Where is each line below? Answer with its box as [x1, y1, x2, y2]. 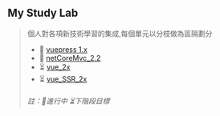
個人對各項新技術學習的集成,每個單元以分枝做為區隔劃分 [26, 28, 213, 38]
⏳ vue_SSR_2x [39, 74, 88, 83]
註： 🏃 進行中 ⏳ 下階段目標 [26, 96, 110, 106]
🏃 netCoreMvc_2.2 [39, 53, 101, 62]
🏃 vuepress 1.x [39, 44, 88, 54]
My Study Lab [7, 6, 79, 20]
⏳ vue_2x [39, 62, 71, 71]
